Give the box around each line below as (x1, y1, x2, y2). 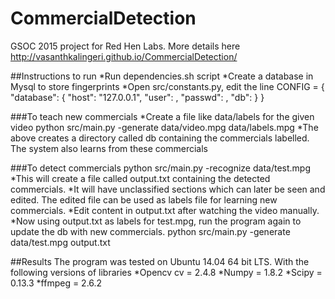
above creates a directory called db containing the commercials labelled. (10, 132, 310, 144)
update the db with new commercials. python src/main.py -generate (10, 225, 291, 237)
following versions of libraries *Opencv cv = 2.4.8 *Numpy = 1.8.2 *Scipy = (10, 266, 323, 278)
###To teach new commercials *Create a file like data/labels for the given (10, 110, 315, 122)
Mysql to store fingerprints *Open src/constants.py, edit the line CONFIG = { (10, 80, 325, 92)
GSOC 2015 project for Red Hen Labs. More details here (10, 40, 241, 52)
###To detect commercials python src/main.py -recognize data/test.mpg (10, 162, 311, 174)
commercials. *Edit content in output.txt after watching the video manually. (10, 204, 320, 216)
